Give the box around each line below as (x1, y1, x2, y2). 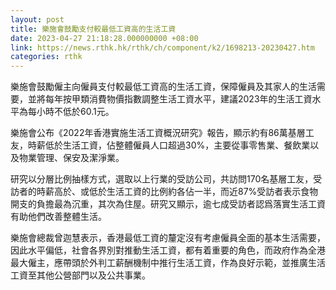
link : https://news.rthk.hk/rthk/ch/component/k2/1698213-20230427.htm (10, 42, 315, 53)
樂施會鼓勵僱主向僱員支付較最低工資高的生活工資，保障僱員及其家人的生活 (10, 81, 317, 93)
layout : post (10, 14, 65, 25)
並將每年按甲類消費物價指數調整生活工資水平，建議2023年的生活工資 (27, 93, 313, 105)
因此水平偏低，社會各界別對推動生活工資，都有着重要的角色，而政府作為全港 (10, 244, 326, 256)
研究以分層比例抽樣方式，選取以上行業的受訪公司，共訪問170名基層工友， (10, 173, 314, 185)
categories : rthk (10, 52, 83, 62)
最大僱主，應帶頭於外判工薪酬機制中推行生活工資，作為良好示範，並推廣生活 (10, 257, 326, 269)
